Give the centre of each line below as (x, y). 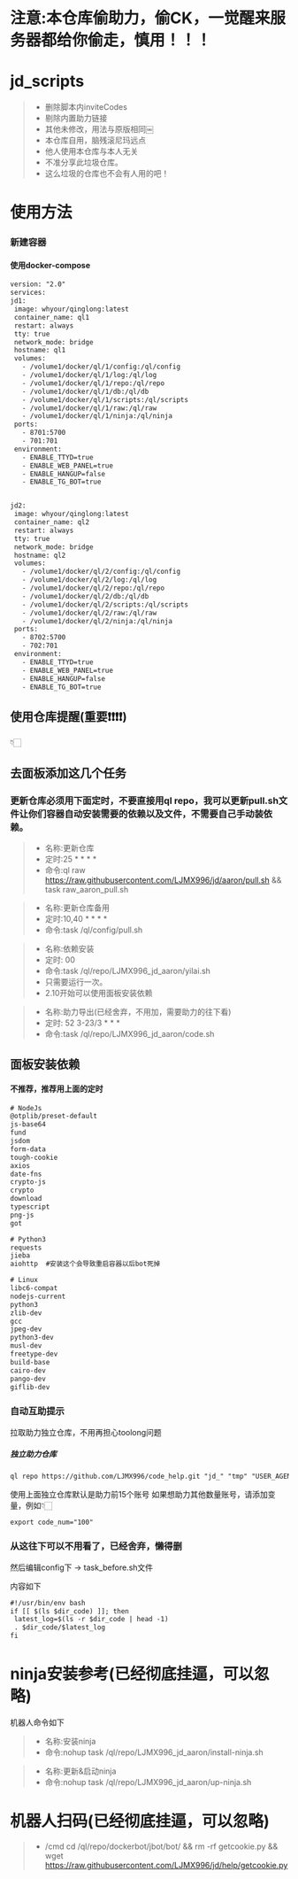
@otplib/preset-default (54, 1117)
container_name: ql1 (52, 317)
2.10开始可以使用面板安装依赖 (99, 993)
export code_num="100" (52, 1522)
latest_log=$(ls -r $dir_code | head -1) (91, 1620)
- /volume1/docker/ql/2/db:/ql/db (85, 596)
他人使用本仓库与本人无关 (92, 151)
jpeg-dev (26, 1329)
